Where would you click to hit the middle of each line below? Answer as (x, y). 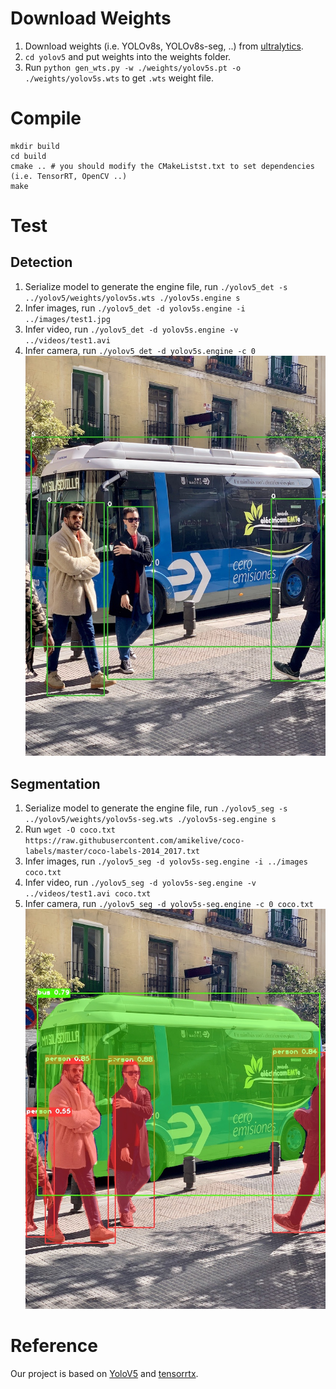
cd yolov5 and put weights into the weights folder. (128, 56)
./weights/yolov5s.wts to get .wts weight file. (119, 78)
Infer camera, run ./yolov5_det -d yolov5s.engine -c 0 (140, 350)
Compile (46, 118)
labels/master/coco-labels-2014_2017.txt (112, 851)
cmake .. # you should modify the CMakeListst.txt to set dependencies (162, 166)
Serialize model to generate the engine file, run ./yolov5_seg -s (156, 808)
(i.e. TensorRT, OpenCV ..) (69, 176)
